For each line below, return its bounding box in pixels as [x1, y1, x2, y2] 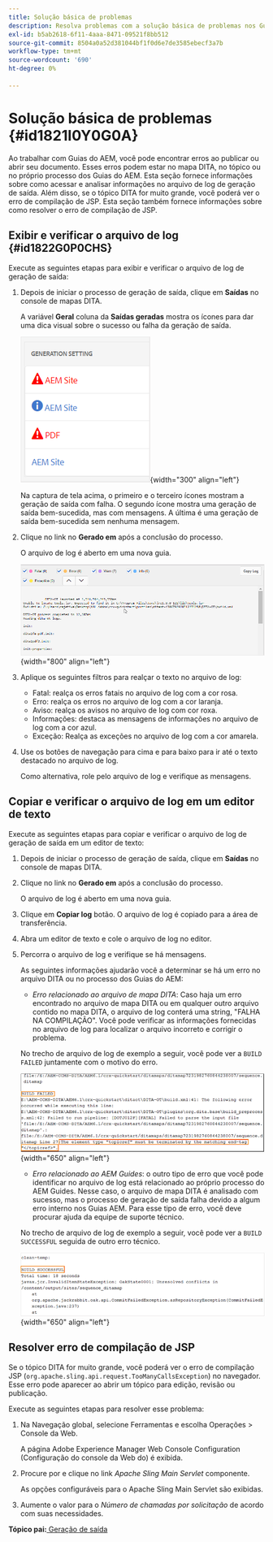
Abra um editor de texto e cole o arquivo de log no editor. [19, 933, 212, 943]
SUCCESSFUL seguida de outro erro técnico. [19, 1237, 161, 1246]
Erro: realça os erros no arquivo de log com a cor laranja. [32, 697, 223, 707]
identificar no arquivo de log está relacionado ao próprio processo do [32, 1178, 265, 1188]
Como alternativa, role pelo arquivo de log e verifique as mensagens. [19, 772, 252, 782]
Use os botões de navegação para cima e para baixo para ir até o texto [19, 747, 258, 757]
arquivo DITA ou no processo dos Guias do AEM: [19, 973, 184, 983]
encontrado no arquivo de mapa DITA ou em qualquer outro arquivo [32, 998, 259, 1007]
